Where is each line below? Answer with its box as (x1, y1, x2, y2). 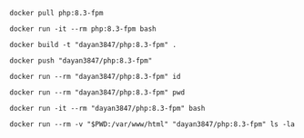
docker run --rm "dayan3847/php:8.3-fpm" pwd (9, 88, 185, 97)
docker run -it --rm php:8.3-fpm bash (9, 25, 157, 34)
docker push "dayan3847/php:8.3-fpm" (9, 56, 153, 65)
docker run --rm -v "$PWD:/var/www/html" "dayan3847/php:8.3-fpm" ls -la (9, 120, 296, 129)
